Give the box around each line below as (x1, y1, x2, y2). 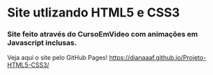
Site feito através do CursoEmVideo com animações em (7, 30, 198, 39)
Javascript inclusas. (7, 38, 78, 47)
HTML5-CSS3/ (7, 61, 50, 69)
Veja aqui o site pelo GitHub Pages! (7, 54, 108, 62)
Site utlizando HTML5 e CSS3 (7, 5, 180, 21)
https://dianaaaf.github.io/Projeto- (108, 54, 207, 62)
